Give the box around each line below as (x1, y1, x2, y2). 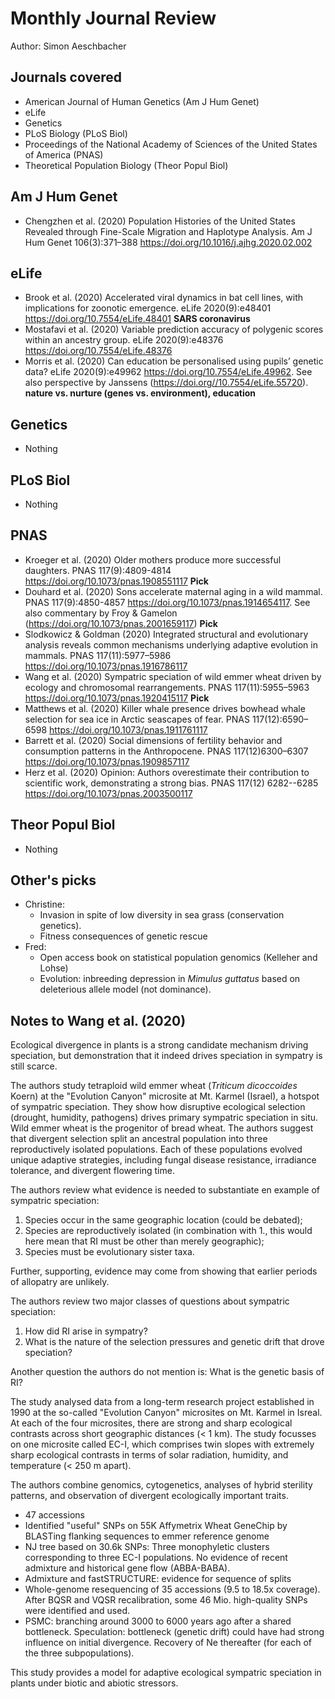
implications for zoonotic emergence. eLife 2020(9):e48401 (24, 302, 272, 314)
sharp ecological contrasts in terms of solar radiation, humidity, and (10, 1449, 289, 1461)
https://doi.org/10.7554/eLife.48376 (24, 345, 173, 357)
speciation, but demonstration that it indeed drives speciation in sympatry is (10, 1050, 323, 1062)
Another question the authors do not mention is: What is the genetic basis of (10, 1366, 325, 1378)
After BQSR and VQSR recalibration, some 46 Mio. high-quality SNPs (24, 1594, 308, 1606)
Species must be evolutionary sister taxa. (24, 1246, 195, 1258)
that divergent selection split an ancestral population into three (10, 1133, 268, 1145)
